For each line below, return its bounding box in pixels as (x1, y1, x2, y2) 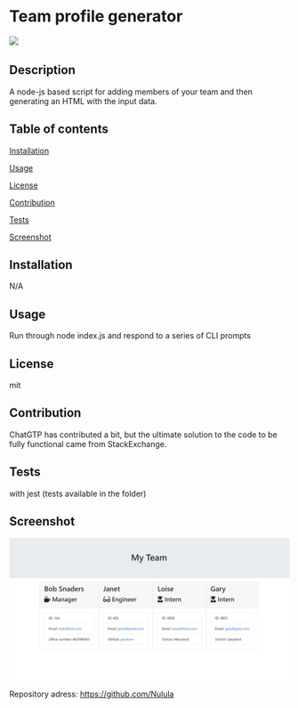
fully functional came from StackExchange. (9, 438, 167, 449)
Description (9, 62, 76, 77)
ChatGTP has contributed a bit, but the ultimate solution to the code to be (9, 429, 278, 440)
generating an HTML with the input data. (9, 95, 157, 106)
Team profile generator (9, 6, 183, 27)
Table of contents (9, 122, 109, 137)
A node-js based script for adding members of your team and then (9, 86, 254, 97)
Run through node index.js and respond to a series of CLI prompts (9, 330, 252, 341)
